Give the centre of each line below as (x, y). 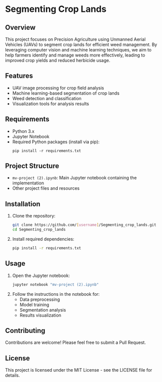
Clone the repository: (34, 216)
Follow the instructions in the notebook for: (56, 294)
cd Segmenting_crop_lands (39, 230)
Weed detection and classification (47, 98)
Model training (34, 304)
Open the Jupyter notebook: (41, 275)
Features (19, 76)
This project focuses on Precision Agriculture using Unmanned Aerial (75, 39)
